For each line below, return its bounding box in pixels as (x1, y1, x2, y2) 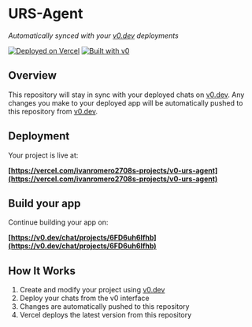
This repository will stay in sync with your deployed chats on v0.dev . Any (8, 90, 245, 99)
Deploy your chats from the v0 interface (19, 293, 150, 303)
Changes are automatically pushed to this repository (19, 302, 190, 311)
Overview (8, 69, 57, 83)
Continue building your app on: (8, 217, 109, 227)
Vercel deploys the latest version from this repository (19, 310, 192, 320)
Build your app (8, 196, 81, 210)
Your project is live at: (8, 150, 79, 160)
